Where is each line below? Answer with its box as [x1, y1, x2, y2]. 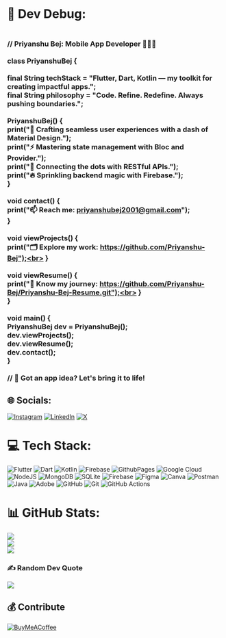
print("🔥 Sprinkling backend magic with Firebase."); [7, 170, 184, 180]
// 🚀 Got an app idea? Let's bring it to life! [7, 373, 145, 383]
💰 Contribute [7, 602, 65, 613]
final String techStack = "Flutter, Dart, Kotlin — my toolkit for [7, 73, 212, 83]
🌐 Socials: [7, 394, 52, 406]
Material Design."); [7, 133, 72, 143]
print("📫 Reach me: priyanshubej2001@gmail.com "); [7, 205, 190, 215]
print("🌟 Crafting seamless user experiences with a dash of [7, 125, 209, 134]
